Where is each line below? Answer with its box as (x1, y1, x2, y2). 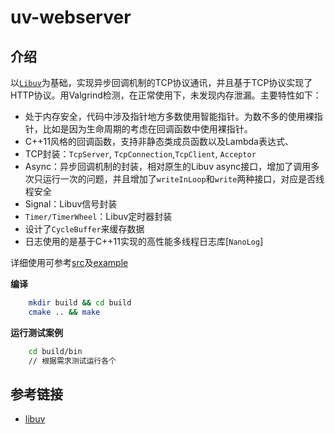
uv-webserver (10, 6, 132, 29)
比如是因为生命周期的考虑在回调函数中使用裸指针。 (42, 123, 253, 135)
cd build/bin (28, 346, 83, 356)
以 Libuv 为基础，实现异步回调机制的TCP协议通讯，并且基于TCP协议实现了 (10, 77, 313, 88)
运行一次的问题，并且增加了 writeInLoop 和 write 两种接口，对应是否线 (42, 173, 325, 185)
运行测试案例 (10, 326, 63, 338)
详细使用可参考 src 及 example (10, 257, 129, 268)
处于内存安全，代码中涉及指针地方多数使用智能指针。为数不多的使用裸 (24, 111, 315, 122)
